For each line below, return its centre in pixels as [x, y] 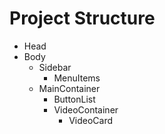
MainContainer [69, 88]
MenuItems [77, 78]
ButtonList [74, 99]
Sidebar [55, 67]
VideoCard [91, 120]
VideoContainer [86, 109]
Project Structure [82, 18]
